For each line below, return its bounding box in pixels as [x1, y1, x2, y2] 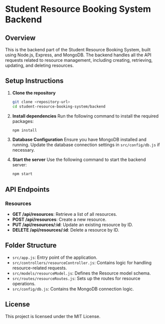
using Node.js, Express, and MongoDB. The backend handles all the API [5, 52, 152, 58]
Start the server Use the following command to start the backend [12, 157, 146, 162]
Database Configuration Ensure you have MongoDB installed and [12, 137, 147, 143]
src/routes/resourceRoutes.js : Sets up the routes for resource [12, 275, 141, 281]
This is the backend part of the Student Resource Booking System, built [5, 47, 151, 52]
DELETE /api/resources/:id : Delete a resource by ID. [12, 227, 120, 233]
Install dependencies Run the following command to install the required [12, 113, 159, 119]
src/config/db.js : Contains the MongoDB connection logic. [12, 285, 134, 292]
